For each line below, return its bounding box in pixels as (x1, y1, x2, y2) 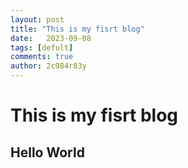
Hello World (10, 144, 85, 161)
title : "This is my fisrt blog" (10, 24, 145, 34)
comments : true (10, 52, 74, 62)
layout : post (10, 14, 65, 25)
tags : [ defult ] (10, 42, 74, 53)
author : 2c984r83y (10, 61, 87, 71)
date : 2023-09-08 (10, 33, 92, 43)
